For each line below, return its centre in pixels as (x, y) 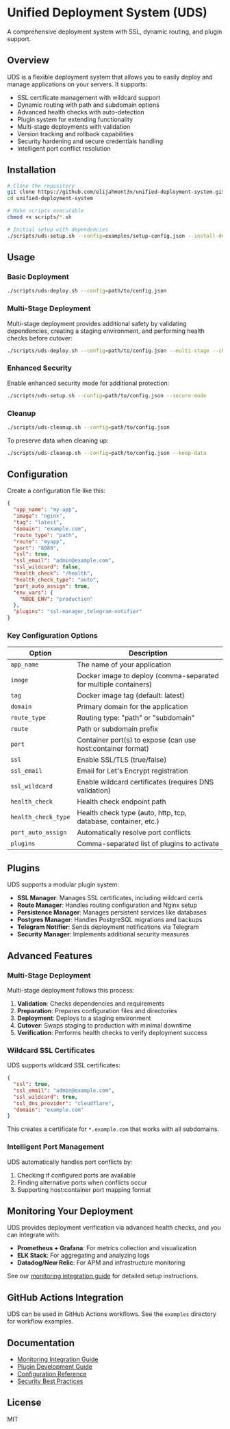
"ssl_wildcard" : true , (46, 1097)
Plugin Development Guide (54, 1367)
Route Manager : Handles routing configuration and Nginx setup (107, 905)
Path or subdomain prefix (118, 729)
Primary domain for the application (132, 707)
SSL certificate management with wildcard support (89, 97)
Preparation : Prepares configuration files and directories (97, 1010)
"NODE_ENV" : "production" (56, 599)
